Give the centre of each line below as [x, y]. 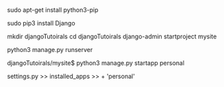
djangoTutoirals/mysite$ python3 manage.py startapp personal [96, 63]
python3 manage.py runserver [50, 50]
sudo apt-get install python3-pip [53, 10]
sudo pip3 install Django [41, 23]
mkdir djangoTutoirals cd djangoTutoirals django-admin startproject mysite [112, 36]
